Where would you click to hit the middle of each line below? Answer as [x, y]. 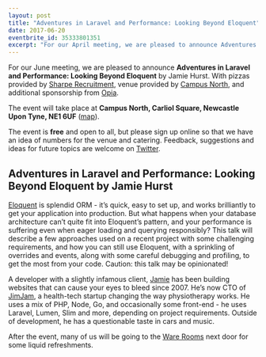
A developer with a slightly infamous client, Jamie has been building [119, 279]
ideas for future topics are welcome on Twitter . [84, 149]
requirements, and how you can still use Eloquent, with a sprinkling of [122, 247]
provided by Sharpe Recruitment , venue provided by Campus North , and [126, 85]
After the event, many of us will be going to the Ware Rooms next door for [128, 336]
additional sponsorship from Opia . [63, 93]
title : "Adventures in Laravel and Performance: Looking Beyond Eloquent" [134, 23]
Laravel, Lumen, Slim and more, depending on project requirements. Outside [133, 313]
